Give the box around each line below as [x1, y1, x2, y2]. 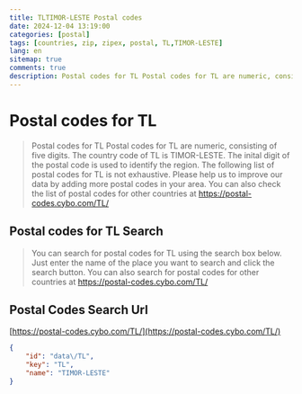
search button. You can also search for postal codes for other [31, 266, 260, 277]
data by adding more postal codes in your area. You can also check [31, 178, 281, 189]
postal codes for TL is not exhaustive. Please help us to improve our [31, 168, 283, 180]
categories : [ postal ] [9, 30, 91, 39]
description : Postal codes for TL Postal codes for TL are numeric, [9, 72, 271, 81]
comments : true [9, 64, 67, 73]
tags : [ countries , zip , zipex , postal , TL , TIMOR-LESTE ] [9, 38, 223, 48]
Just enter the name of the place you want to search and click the [31, 257, 276, 268]
